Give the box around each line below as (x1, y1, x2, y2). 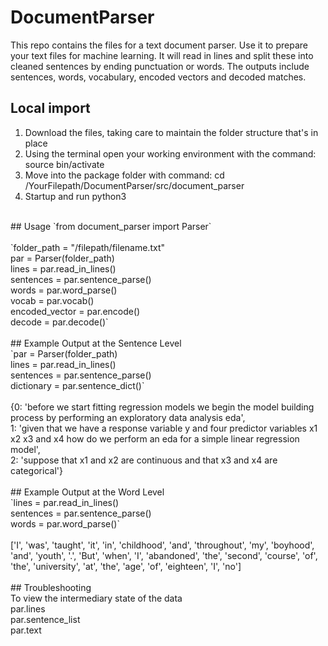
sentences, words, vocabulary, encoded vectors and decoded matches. (10, 71, 307, 83)
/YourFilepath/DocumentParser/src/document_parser (24, 179, 245, 191)
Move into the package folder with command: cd (24, 169, 225, 181)
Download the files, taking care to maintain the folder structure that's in (24, 126, 319, 138)
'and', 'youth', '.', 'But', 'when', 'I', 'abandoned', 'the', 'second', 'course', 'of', (10, 549, 318, 561)
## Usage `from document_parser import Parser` (10, 220, 212, 232)
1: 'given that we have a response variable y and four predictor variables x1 (10, 422, 318, 434)
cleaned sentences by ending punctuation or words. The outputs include (10, 60, 310, 72)
